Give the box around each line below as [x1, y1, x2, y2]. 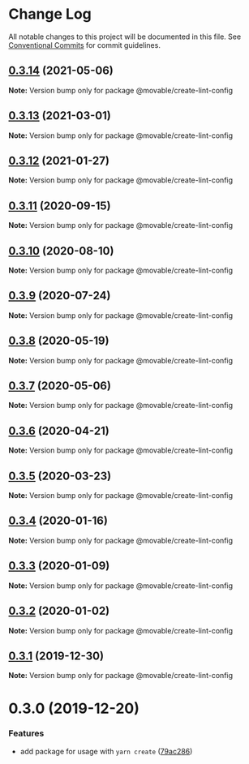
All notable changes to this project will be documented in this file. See [8, 32, 242, 41]
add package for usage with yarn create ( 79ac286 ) [19, 746, 193, 756]
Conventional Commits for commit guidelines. [8, 40, 161, 49]
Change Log [8, 5, 92, 24]
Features [8, 728, 45, 739]
